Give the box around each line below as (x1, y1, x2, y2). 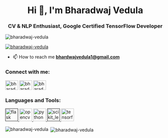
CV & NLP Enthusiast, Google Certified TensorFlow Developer (8, 23, 163, 30)
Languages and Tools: (5, 97, 61, 104)
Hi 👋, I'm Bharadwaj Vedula (27, 5, 144, 16)
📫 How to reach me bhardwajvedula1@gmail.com (12, 54, 120, 60)
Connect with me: (5, 68, 50, 75)
